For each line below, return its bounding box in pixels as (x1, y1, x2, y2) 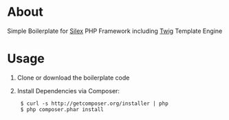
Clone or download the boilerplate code (17, 73, 130, 82)
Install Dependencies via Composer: (17, 86, 120, 95)
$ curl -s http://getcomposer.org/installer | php (20, 100, 168, 107)
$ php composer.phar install (20, 106, 105, 113)
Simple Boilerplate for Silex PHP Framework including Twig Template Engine (7, 27, 223, 35)
